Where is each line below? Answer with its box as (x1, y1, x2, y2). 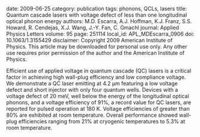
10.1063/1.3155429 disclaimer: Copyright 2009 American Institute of (6, 37, 173, 43)
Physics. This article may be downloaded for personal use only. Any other (6, 43, 187, 50)
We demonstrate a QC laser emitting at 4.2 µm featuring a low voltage (6, 80, 178, 87)
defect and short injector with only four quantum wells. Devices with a (6, 86, 179, 93)
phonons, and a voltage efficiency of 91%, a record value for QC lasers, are (6, 99, 192, 106)
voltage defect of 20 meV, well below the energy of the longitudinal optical (6, 92, 189, 99)
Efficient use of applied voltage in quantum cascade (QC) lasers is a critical (6, 67, 192, 74)
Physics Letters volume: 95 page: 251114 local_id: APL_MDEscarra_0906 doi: (6, 30, 195, 38)
